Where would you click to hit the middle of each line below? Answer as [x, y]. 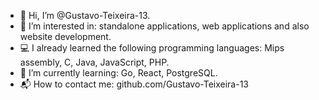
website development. [65, 36]
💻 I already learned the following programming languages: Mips [152, 48]
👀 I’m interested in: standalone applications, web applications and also [164, 26]
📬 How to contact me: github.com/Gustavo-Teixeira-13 [134, 84]
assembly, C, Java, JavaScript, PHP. [94, 62]
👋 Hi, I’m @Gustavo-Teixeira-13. [85, 15]
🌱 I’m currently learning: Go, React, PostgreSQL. [118, 73]
